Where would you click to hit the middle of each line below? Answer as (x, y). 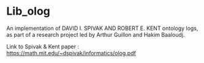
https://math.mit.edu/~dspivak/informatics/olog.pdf (71, 53)
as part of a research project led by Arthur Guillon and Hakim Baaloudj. (96, 34)
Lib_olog (28, 11)
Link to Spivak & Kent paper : (43, 46)
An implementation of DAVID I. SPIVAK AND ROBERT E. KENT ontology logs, (102, 28)
